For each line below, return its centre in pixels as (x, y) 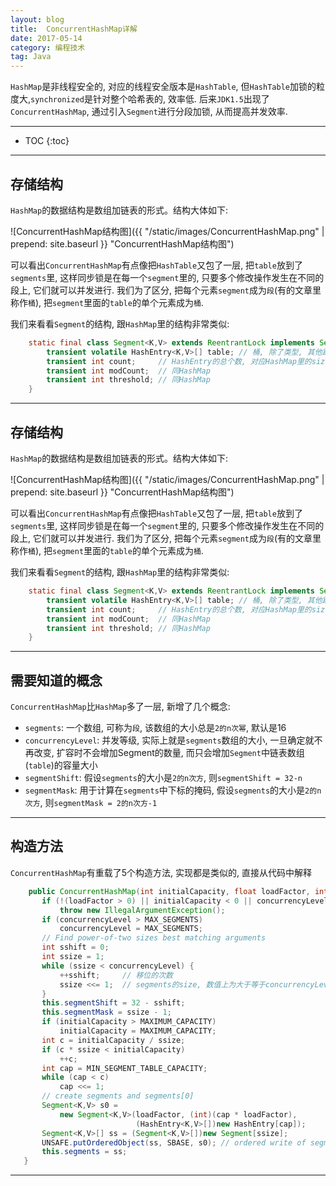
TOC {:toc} (47, 141)
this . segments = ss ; (84, 1152)
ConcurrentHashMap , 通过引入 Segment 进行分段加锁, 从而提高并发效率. (149, 112)
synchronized (57, 100)
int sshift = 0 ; (75, 947)
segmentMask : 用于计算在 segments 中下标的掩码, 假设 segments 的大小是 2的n (173, 790)
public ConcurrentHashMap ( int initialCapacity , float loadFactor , (169, 891)
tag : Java (31, 57)
